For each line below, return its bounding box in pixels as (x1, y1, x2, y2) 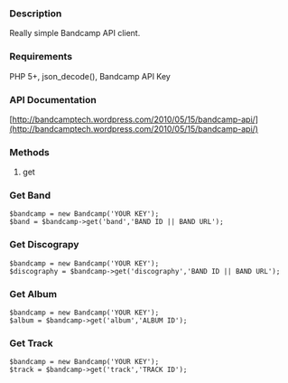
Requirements (9, 51, 73, 63)
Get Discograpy (9, 238, 79, 251)
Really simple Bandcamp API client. (9, 28, 141, 39)
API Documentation (9, 93, 98, 106)
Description (9, 7, 62, 20)
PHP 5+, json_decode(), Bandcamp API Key (9, 70, 172, 81)
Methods (9, 145, 50, 158)
